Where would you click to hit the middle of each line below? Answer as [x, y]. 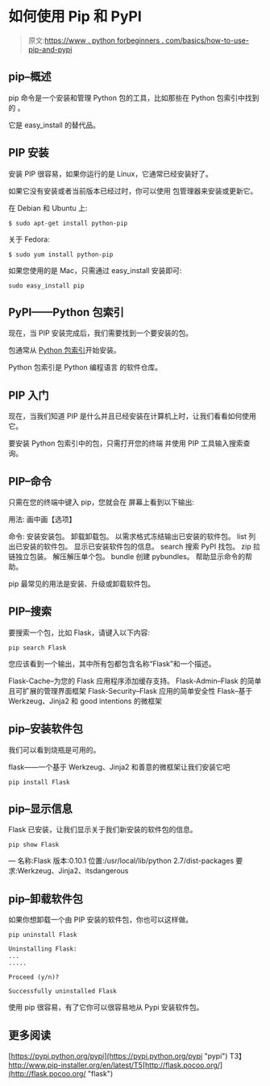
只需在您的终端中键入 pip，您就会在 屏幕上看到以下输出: [102, 502]
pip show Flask [34, 845]
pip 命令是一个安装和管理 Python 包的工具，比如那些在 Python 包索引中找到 [134, 97]
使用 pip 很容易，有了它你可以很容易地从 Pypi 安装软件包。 [106, 1007]
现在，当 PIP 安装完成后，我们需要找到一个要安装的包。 [101, 333]
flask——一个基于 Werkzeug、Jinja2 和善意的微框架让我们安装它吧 [119, 767]
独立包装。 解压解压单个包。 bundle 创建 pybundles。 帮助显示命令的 [130, 556]
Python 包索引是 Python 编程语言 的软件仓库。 [85, 367]
